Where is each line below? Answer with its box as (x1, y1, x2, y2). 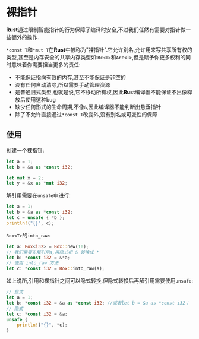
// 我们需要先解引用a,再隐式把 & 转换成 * (6, 249, 99, 255)
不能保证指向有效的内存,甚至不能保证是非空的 (14, 74, 126, 81)
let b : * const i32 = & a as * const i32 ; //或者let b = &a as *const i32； (6, 300, 190, 306)
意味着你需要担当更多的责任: (11, 61, 81, 68)
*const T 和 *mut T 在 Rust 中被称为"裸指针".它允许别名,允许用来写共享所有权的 (6, 46, 193, 53)
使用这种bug (25, 96, 56, 103)
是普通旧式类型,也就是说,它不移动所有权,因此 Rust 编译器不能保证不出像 (14, 88, 187, 96)
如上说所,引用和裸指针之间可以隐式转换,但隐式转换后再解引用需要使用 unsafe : (6, 277, 194, 284)
